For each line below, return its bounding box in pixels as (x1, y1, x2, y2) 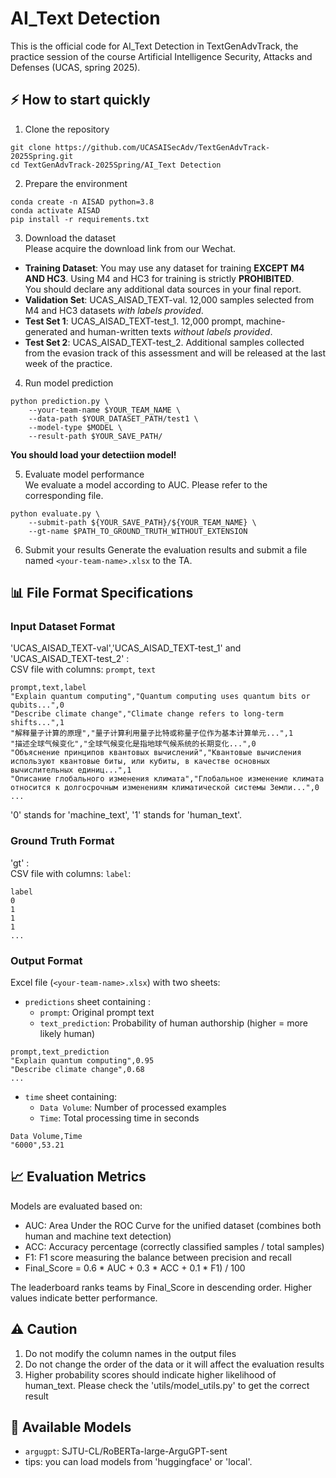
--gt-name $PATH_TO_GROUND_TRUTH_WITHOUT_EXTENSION (28, 526, 248, 536)
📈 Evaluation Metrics (10, 1168, 147, 1186)
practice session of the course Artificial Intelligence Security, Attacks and (10, 50, 313, 62)
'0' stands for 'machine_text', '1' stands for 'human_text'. (10, 809, 243, 821)
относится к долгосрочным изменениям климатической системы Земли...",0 (10, 783, 320, 793)
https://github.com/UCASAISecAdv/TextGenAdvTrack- (54, 142, 271, 152)
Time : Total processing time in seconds (39, 1112, 200, 1124)
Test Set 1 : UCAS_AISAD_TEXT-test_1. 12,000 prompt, (24, 315, 245, 327)
